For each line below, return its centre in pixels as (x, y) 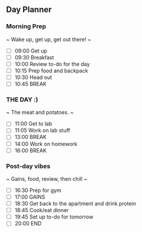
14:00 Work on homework (46, 144)
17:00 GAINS (30, 197)
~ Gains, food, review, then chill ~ (47, 178)
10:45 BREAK (31, 84)
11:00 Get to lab (33, 124)
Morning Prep (26, 26)
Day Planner (29, 10)
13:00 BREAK (31, 137)
